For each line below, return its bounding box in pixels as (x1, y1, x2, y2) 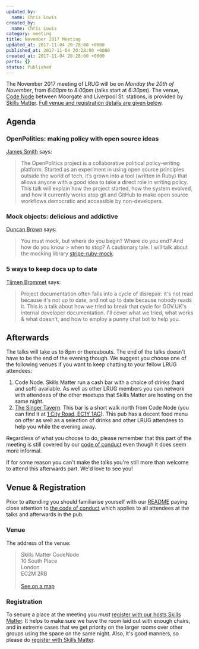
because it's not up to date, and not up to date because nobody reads (20, 296, 192, 304)
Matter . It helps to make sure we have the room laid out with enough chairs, (6, 617, 191, 624)
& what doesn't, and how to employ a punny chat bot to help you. (20, 315, 181, 322)
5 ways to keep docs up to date (6, 265, 98, 273)
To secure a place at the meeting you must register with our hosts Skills (6, 611, 181, 618)
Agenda (6, 117, 36, 127)
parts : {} (6, 58, 31, 64)
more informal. (6, 447, 42, 454)
